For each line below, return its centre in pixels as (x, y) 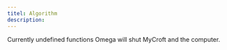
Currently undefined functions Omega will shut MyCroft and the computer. (114, 39)
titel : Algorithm (32, 13)
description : (26, 20)
